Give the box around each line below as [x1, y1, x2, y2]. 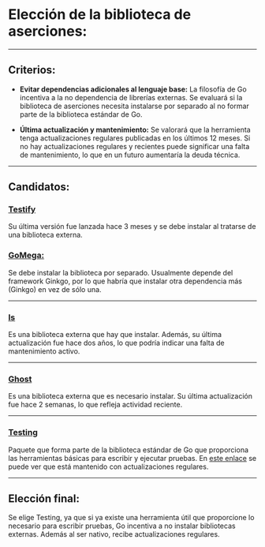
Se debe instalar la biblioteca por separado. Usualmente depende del [8, 268, 233, 277]
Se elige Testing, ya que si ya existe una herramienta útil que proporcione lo [8, 513, 255, 523]
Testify [8, 204, 36, 215]
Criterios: [8, 63, 56, 77]
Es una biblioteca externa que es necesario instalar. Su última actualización [8, 392, 252, 401]
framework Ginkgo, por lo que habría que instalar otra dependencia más [8, 276, 243, 286]
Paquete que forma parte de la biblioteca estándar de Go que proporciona [8, 444, 249, 455]
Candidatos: [8, 180, 70, 194]
